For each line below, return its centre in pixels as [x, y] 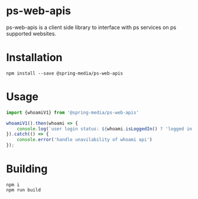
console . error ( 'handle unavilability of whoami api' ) [84, 140]
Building [27, 169]
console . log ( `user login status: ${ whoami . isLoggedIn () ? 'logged [100, 129]
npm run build [24, 190]
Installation [34, 58]
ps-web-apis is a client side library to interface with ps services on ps [91, 27]
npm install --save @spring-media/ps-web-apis [65, 73]
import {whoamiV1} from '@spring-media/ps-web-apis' [73, 113]
